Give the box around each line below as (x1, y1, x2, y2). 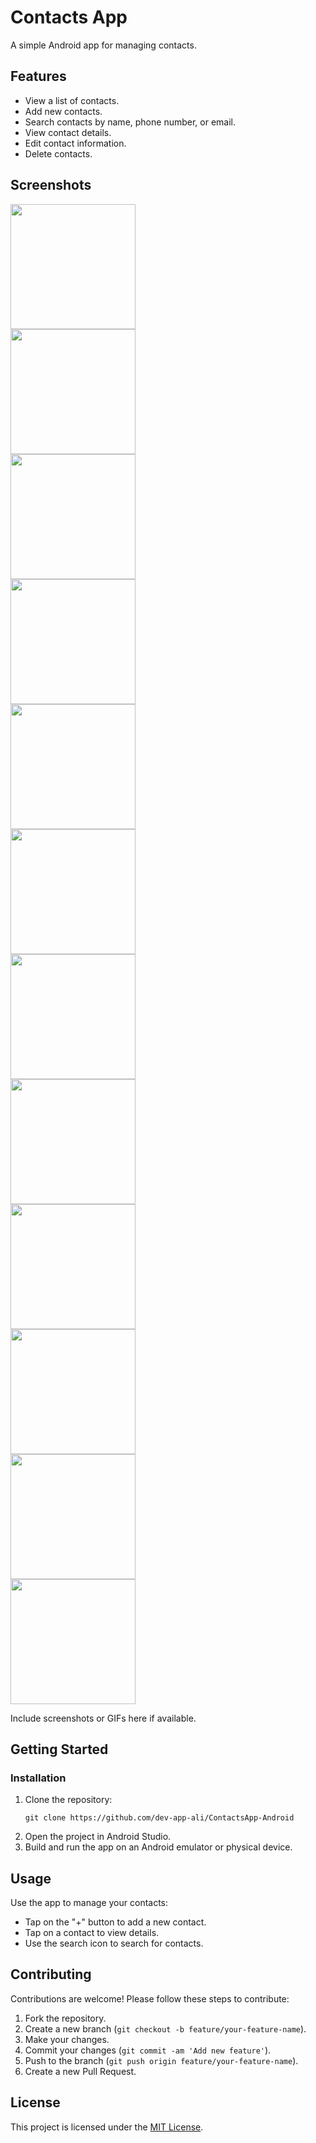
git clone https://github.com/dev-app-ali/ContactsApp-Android (24, 1813, 295, 1823)
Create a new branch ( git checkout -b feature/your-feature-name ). (24, 2022, 307, 2035)
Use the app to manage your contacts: (10, 1897, 169, 1909)
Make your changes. (24, 2033, 110, 2045)
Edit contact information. (24, 137, 127, 149)
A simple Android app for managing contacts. (10, 39, 197, 51)
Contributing (10, 1966, 92, 1983)
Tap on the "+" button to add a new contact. (24, 1916, 207, 1928)
